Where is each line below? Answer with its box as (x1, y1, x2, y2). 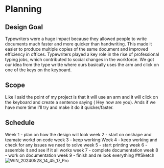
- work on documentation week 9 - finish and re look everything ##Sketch (5, 152, 155, 158)
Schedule (5, 119, 35, 127)
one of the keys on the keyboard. (5, 67, 72, 73)
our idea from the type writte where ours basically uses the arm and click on (5, 62, 159, 67)
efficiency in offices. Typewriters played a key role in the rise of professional (5, 51, 159, 57)
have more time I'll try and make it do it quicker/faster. (5, 104, 114, 110)
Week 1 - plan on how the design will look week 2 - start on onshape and (5, 131, 152, 137)
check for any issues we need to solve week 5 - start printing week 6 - (5, 142, 148, 147)
